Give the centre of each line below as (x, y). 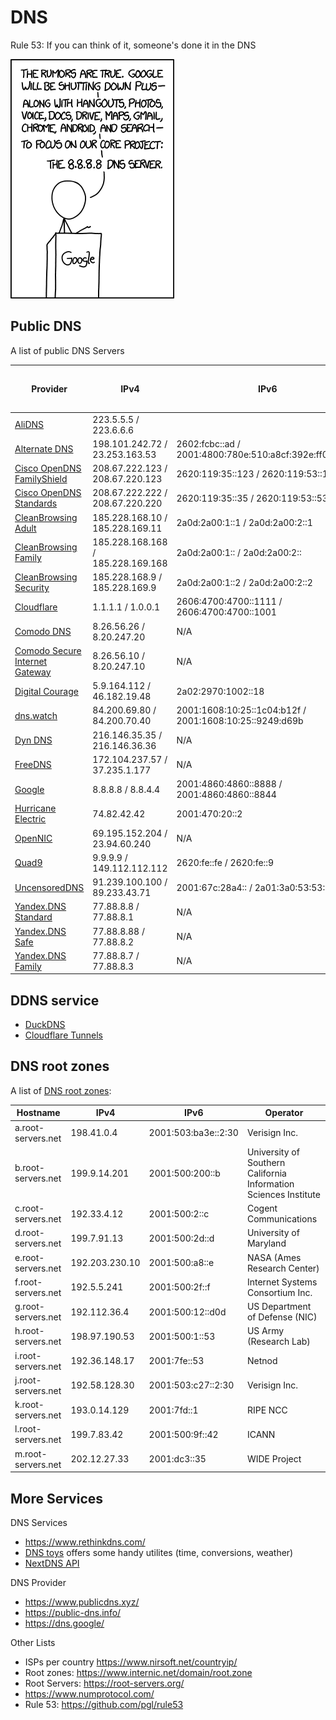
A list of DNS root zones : (61, 1090)
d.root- (29, 1233)
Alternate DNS (44, 449)
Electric (30, 819)
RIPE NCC (267, 1410)
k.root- (29, 1405)
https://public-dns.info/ (73, 1612)
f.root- (28, 1282)
